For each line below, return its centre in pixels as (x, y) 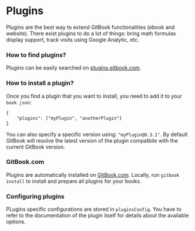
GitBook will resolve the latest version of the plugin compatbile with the (92, 140)
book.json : (19, 102)
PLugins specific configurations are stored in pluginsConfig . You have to (94, 209)
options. (16, 222)
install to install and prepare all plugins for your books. (74, 181)
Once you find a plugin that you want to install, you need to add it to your (94, 96)
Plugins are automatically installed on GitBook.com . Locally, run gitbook (93, 174)
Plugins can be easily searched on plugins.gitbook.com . (74, 68)
